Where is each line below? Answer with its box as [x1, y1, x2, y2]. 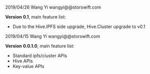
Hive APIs [12, 58, 33, 64]
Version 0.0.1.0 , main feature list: [5, 43, 75, 49]
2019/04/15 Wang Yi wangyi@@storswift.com [5, 33, 101, 39]
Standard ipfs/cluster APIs [12, 52, 67, 58]
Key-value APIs [12, 63, 44, 69]
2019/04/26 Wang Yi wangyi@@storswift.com [5, 4, 102, 10]
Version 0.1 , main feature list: [5, 14, 66, 19]
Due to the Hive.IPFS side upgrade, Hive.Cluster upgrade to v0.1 [12, 23, 145, 29]
